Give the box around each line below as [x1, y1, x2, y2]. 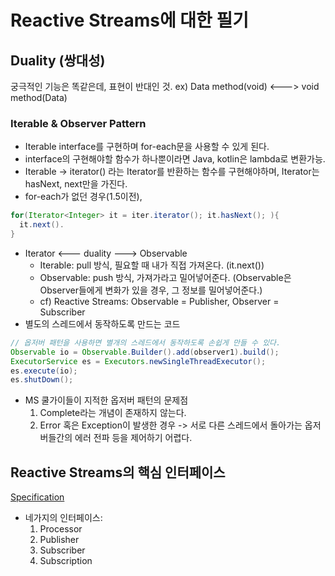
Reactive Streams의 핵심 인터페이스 [10, 464, 226, 481]
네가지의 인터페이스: [24, 512, 103, 524]
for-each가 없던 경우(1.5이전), [24, 191, 143, 203]
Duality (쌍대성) [10, 52, 106, 69]
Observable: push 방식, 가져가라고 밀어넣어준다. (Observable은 [39, 271, 292, 283]
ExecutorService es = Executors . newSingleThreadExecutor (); [10, 356, 267, 366]
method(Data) [10, 92, 68, 103]
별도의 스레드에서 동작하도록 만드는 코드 [24, 317, 181, 330]
